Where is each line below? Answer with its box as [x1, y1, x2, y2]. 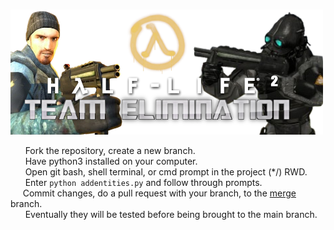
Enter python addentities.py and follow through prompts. [24, 177, 263, 188]
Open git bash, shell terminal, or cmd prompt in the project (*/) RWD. [24, 166, 308, 178]
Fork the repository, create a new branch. [24, 145, 196, 156]
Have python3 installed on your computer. [24, 155, 198, 167]
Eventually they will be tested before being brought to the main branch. [24, 209, 318, 220]
